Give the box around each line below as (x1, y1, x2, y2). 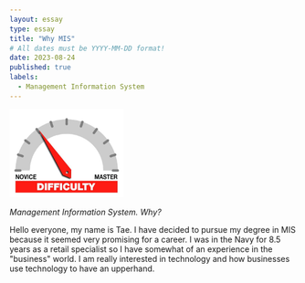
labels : (9, 73, 39, 82)
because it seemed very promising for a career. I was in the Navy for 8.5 (9, 234, 281, 245)
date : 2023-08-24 (9, 53, 76, 63)
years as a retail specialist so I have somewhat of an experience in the (9, 243, 273, 255)
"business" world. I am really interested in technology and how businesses (9, 253, 290, 264)
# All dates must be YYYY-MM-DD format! (9, 44, 166, 53)
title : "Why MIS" (9, 34, 76, 43)
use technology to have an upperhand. (9, 263, 155, 274)
